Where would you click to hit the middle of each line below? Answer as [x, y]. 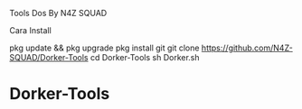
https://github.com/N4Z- [247, 48]
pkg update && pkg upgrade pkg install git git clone [104, 48]
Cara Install [30, 30]
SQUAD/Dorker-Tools [49, 57]
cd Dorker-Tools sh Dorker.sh [145, 57]
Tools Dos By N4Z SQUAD [58, 13]
